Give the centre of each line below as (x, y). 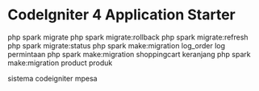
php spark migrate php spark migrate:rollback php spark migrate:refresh (128, 37)
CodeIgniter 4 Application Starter (121, 15)
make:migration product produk (60, 63)
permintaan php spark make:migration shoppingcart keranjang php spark (129, 54)
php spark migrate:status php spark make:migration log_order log (117, 45)
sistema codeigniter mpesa (52, 78)
